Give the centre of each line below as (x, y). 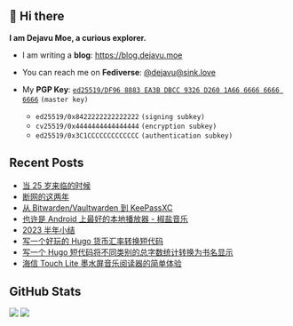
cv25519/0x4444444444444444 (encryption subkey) (126, 126)
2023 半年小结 (48, 230)
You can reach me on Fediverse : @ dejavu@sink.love (119, 72)
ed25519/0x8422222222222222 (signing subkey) (120, 116)
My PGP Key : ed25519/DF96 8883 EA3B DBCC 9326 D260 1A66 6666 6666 (150, 89)
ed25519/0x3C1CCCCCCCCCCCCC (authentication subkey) (134, 135)
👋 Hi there (37, 16)
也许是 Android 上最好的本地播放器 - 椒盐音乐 (105, 219)
